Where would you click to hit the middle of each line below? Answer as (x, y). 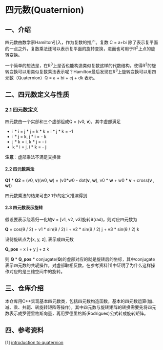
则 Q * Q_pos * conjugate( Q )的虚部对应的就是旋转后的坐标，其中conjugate (80, 259)
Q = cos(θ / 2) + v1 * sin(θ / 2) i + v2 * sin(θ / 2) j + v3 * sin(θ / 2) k (72, 229)
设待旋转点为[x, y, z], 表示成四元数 (40, 239)
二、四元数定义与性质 (37, 95)
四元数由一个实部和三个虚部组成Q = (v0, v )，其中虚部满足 (63, 121)
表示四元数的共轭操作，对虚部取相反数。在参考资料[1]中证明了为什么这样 (78, 265)
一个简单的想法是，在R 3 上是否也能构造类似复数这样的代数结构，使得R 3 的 (79, 65)
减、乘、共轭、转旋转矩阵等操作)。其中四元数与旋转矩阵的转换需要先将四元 (81, 307)
